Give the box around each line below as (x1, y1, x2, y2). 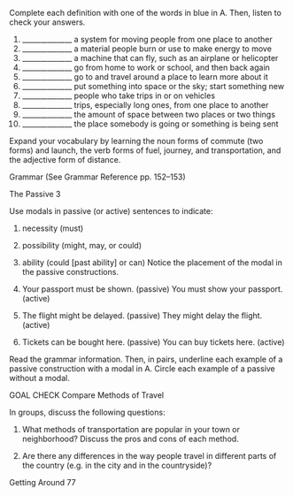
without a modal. (9, 373, 71, 383)
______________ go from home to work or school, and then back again (21, 62, 270, 72)
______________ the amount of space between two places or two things (21, 110, 276, 119)
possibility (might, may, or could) (21, 240, 142, 250)
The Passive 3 (9, 189, 61, 199)
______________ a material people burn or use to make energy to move (21, 43, 273, 54)
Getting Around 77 (9, 477, 77, 487)
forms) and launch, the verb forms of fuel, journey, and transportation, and (9, 145, 281, 156)
